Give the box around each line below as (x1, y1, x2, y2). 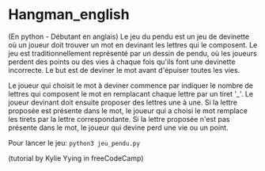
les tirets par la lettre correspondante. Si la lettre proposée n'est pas (8, 114, 230, 123)
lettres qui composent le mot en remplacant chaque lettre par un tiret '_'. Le (8, 89, 254, 98)
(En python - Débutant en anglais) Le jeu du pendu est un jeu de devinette (8, 32, 250, 41)
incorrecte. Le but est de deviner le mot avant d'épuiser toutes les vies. (8, 65, 240, 74)
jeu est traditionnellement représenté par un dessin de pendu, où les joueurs (8, 48, 257, 58)
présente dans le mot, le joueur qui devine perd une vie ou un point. (8, 123, 229, 132)
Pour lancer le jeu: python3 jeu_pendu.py (8, 138, 141, 147)
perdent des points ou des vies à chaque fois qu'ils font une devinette (8, 57, 236, 66)
